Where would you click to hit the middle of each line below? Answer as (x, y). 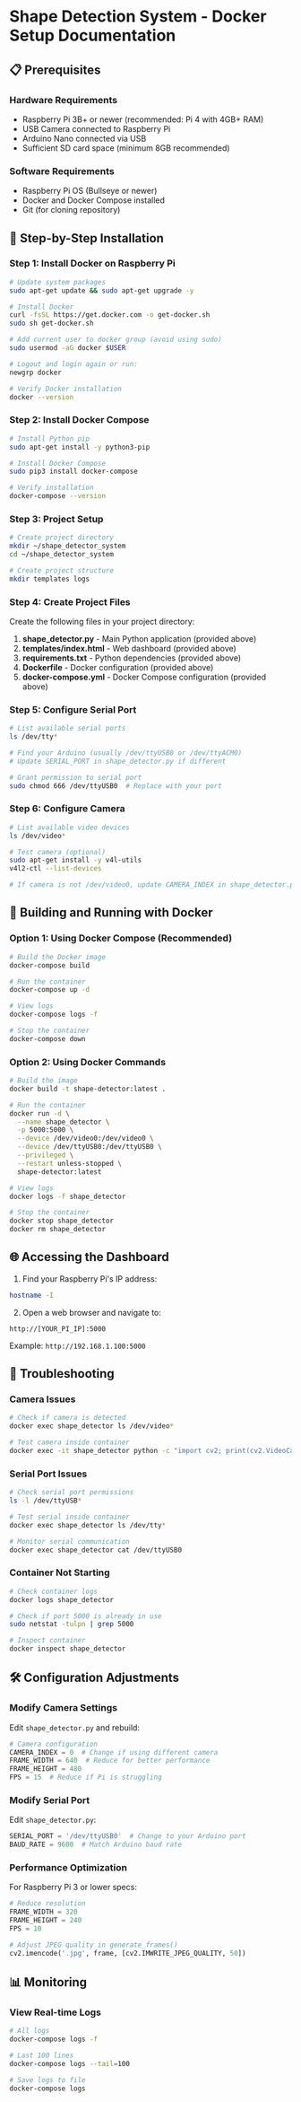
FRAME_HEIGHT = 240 (46, 1921)
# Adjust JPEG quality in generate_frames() (94, 1945)
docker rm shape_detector (57, 1230)
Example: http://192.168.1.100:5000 (77, 1345)
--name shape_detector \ (64, 1122)
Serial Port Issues (48, 1474)
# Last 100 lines (42, 2056)
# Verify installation (52, 488)
